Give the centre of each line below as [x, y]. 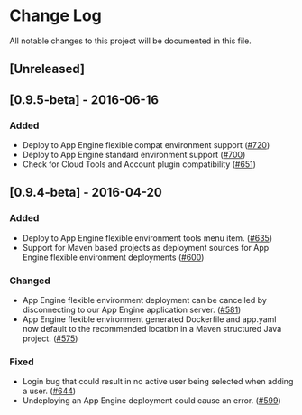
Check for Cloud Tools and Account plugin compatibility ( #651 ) [139, 164]
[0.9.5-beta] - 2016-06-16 [84, 100]
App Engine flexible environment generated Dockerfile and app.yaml [149, 319]
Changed [30, 281]
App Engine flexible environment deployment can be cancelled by [145, 300]
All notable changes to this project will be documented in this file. [131, 41]
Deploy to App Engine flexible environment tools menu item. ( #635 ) [147, 238]
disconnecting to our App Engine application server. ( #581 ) [132, 309]
